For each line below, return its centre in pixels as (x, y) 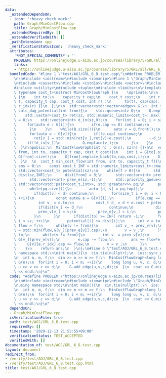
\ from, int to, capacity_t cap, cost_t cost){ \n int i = (78, 152)
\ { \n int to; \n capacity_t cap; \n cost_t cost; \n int (85, 97)
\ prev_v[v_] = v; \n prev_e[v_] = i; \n (75, 212)
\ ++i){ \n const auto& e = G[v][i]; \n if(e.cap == (87, 198)
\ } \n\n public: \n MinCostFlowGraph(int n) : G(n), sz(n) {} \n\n (84, 148)
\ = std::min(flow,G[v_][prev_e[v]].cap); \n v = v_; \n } (87, 230)
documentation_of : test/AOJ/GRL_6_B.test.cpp (53, 345)
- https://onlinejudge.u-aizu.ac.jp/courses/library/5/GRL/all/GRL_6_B (89, 70)
